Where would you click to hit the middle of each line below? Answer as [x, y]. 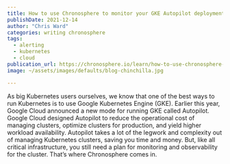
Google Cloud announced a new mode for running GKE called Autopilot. [108, 111]
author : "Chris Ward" [38, 26]
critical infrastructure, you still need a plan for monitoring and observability [112, 147]
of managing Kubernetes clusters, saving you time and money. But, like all [111, 139]
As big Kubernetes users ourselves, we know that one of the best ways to [111, 96]
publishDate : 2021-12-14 [42, 20]
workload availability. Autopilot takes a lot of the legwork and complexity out [115, 132]
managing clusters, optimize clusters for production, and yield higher [104, 125]
